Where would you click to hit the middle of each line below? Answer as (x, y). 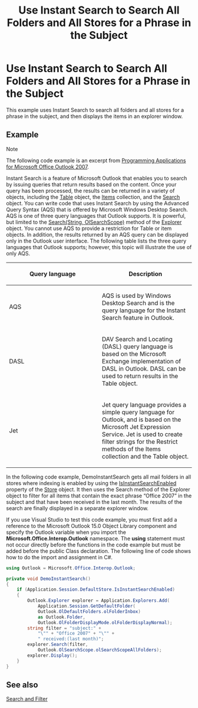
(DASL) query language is (138, 346)
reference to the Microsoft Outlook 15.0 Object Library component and (91, 526)
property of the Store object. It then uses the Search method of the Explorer (98, 489)
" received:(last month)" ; (71, 639)
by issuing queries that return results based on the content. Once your (91, 184)
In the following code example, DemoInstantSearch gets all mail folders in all (99, 477)
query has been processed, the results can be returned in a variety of (90, 191)
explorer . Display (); (52, 655)
